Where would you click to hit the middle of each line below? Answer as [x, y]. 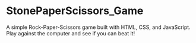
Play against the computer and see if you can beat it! [71, 33]
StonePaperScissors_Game [75, 11]
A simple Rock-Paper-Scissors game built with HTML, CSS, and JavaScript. [99, 27]
